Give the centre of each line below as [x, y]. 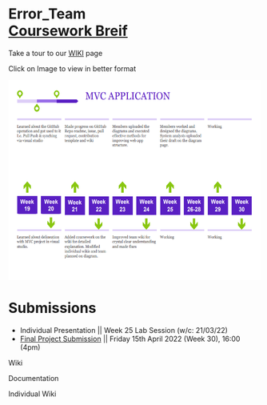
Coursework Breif [68, 31]
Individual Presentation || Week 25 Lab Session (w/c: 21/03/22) [124, 330]
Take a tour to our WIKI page [56, 53]
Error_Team [47, 14]
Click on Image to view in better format [72, 68]
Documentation [34, 378]
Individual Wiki [32, 394]
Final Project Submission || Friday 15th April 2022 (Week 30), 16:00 [130, 339]
